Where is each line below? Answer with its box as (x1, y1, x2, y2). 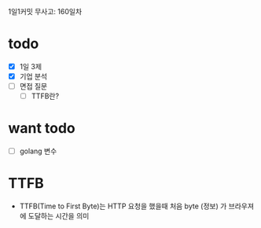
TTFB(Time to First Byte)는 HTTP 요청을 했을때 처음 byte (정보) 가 (19, 201, 227, 211)
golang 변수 (19, 146, 57, 156)
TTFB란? (31, 91, 60, 101)
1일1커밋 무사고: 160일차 (8, 7, 83, 16)
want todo (8, 120, 76, 138)
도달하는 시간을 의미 (28, 211, 90, 221)
